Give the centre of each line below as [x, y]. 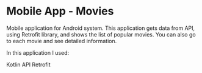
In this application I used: [38, 52]
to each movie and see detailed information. [62, 41]
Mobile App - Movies [60, 11]
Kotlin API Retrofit [28, 64]
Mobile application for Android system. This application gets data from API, [101, 28]
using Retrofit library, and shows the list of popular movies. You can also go [101, 34]
